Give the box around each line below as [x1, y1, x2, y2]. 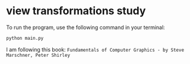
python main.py [6, 35, 44, 41]
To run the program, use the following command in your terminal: [6, 24, 165, 31]
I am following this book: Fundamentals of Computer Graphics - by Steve [6, 46, 185, 53]
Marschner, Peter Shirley [6, 52, 70, 58]
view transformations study [6, 4, 146, 18]
